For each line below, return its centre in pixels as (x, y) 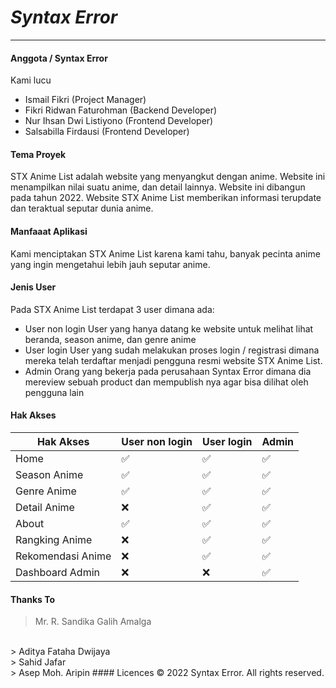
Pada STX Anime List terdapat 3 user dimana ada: (112, 309)
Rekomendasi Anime (63, 556)
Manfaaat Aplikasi (49, 231)
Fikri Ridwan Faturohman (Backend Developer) (121, 110)
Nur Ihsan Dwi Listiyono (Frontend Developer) (119, 121)
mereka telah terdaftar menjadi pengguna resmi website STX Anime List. (173, 360)
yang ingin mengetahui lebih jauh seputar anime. (110, 264)
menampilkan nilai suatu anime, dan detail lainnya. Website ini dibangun (158, 187)
